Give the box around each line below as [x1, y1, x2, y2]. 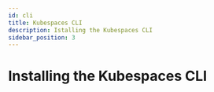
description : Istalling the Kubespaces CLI [8, 26, 153, 34]
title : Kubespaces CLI [8, 19, 83, 27]
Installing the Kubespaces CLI [8, 68, 207, 85]
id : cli [8, 11, 34, 20]
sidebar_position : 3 [8, 33, 76, 42]
